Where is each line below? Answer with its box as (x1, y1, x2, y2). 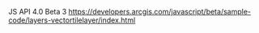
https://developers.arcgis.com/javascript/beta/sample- (68, 7, 252, 16)
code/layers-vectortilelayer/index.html (8, 15, 136, 25)
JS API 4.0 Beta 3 (8, 7, 67, 16)
